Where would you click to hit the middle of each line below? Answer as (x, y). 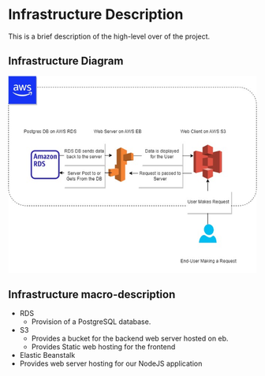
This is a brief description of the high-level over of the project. (109, 36)
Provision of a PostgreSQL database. (91, 322)
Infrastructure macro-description (92, 294)
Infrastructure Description (96, 15)
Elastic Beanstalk (47, 356)
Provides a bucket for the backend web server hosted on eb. (130, 339)
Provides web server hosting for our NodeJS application (111, 363)
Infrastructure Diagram (66, 61)
